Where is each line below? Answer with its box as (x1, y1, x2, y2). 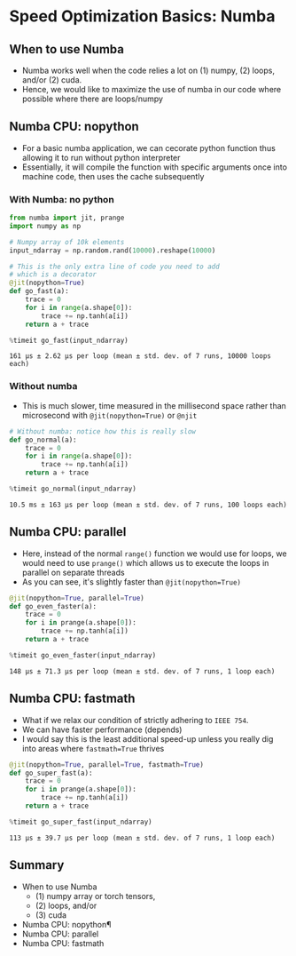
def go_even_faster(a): (9, 601, 97, 610)
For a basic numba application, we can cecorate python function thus (21, 142, 277, 153)
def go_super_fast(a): (9, 769, 93, 777)
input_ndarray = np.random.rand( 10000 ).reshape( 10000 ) (9, 246, 216, 255)
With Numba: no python (9, 193, 115, 205)
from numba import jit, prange (9, 213, 125, 223)
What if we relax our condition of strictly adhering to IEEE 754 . (21, 714, 249, 725)
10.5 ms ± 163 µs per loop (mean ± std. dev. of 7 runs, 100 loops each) (9, 500, 288, 509)
